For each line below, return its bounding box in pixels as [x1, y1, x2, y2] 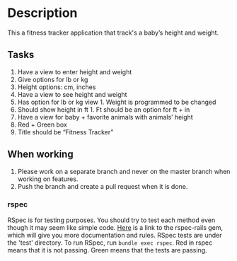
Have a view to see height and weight [17, 90, 127, 98]
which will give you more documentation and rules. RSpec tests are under [7, 231, 222, 239]
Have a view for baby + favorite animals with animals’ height [17, 112, 193, 121]
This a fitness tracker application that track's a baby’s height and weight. [7, 28, 219, 37]
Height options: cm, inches [17, 83, 96, 91]
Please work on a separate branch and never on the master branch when [17, 167, 231, 175]
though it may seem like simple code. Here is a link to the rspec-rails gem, [7, 223, 224, 231]
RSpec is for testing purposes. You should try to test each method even [7, 216, 216, 224]
